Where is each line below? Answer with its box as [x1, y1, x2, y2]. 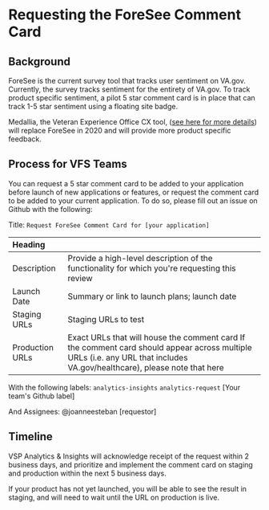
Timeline [8, 430, 54, 443]
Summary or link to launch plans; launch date [67, 291, 237, 302]
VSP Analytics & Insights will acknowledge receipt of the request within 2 [8, 451, 250, 461]
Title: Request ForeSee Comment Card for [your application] [8, 219, 210, 230]
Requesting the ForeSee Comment [8, 6, 242, 24]
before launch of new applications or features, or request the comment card [8, 187, 259, 197]
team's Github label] [8, 391, 75, 401]
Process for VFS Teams [8, 157, 128, 171]
